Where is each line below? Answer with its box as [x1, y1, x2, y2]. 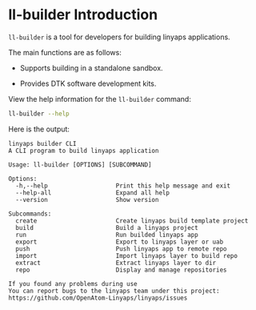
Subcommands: [8, 210, 52, 218]
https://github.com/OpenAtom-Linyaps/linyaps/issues [8, 294, 188, 302]
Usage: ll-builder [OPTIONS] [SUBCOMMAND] [8, 160, 152, 169]
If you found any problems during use [8, 280, 138, 288]
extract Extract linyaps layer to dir [15, 259, 217, 267]
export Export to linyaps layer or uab [15, 238, 224, 246]
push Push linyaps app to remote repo [15, 244, 227, 253]
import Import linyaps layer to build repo [15, 252, 238, 260]
